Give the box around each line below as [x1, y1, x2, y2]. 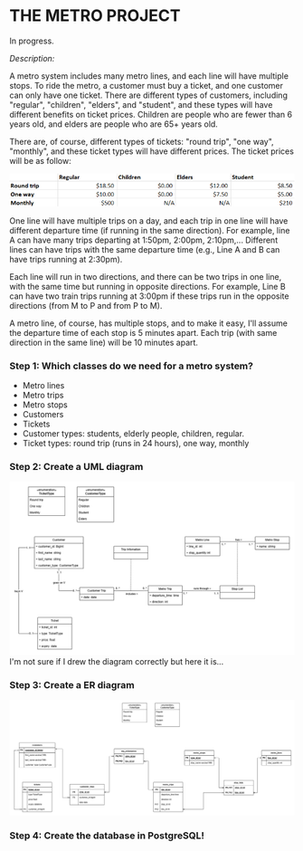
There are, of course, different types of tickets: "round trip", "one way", [9, 136, 274, 147]
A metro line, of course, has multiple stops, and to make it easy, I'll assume [9, 318, 288, 329]
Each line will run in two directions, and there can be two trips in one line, [9, 271, 282, 282]
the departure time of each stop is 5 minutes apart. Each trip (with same [9, 327, 278, 338]
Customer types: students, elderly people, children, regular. [22, 428, 245, 439]
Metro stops [22, 399, 68, 410]
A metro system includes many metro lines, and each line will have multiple [9, 70, 289, 81]
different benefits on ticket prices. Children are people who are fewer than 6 [9, 109, 292, 120]
